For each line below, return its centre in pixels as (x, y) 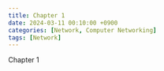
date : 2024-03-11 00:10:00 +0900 (63, 23)
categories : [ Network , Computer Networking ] (82, 30)
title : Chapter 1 (37, 15)
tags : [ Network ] (35, 37)
